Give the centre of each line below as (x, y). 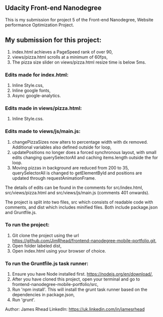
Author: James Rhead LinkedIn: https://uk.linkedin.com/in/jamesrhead (75, 309)
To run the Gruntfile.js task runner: (47, 263)
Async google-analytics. (36, 95)
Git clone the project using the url (45, 235)
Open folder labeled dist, (37, 246)
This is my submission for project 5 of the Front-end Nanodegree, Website (79, 19)
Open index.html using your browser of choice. (59, 251)
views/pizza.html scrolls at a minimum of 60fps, (60, 57)
